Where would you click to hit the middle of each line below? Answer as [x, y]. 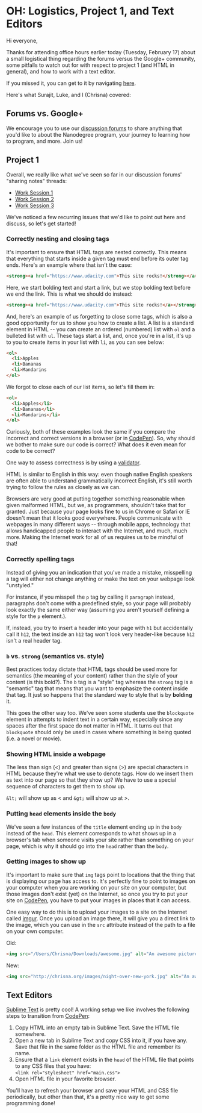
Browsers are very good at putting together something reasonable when [96, 499]
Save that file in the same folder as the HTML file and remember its [98, 1047]
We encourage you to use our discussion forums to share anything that [94, 128]
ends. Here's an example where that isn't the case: [69, 265]
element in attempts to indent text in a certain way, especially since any [95, 719]
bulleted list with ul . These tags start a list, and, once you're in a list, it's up [99, 335]
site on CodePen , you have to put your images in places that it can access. [99, 900]
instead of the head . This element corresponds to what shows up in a [91, 833]
